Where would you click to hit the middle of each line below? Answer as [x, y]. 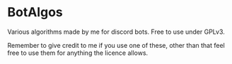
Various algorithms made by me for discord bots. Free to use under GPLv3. [116, 32]
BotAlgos [35, 12]
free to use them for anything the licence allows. [78, 53]
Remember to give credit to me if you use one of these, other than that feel [116, 45]
